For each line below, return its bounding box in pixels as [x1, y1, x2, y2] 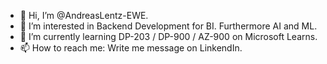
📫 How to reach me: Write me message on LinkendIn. [19, 42, 243, 54]
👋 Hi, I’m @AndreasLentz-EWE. [19, 10, 149, 21]
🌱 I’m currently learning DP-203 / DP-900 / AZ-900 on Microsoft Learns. [19, 31, 318, 42]
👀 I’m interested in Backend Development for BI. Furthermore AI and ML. [19, 20, 318, 32]
